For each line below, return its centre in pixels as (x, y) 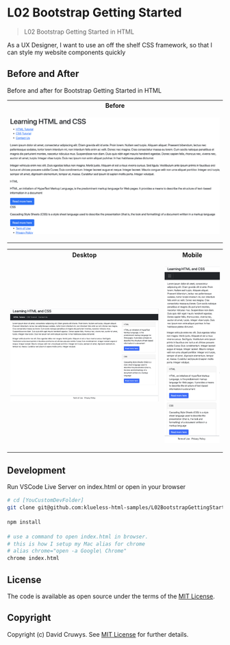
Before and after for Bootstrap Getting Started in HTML (85, 90)
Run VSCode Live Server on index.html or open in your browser (97, 487)
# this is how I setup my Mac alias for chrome (76, 544)
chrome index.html (33, 558)
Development (37, 470)
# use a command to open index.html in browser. (78, 536)
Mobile (192, 255)
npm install (24, 522)
